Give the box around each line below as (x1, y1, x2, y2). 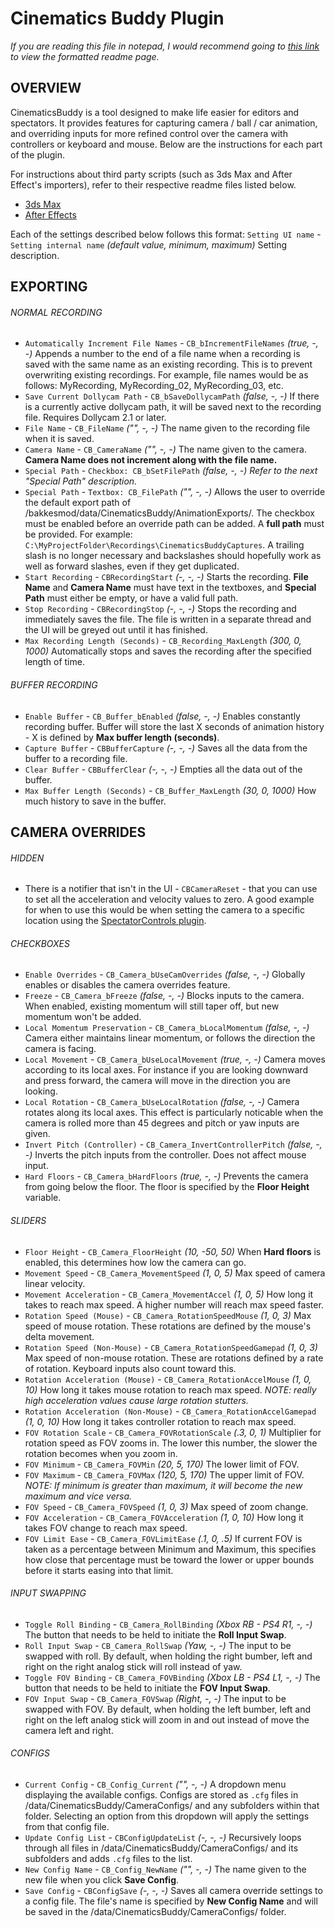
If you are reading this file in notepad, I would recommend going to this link (10, 40, 320, 52)
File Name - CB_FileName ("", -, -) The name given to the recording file (24, 422, 311, 434)
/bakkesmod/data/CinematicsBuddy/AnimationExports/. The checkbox (24, 507, 315, 519)
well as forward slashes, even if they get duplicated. (24, 560, 240, 572)
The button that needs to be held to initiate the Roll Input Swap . (24, 1628, 287, 1641)
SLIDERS (10, 1214, 47, 1226)
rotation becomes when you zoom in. (24, 1447, 178, 1459)
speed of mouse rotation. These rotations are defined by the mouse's (24, 1320, 312, 1332)
